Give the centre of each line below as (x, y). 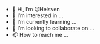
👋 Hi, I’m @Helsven (36, 9)
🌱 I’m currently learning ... (44, 22)
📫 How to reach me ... (40, 35)
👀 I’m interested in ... (38, 15)
